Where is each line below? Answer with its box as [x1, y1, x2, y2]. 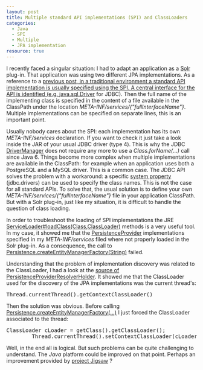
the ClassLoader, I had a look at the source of [6, 266, 120, 273]
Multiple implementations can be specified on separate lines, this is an [6, 109, 181, 116]
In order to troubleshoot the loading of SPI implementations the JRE [6, 216, 174, 223]
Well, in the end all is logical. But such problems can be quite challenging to [6, 344, 195, 351]
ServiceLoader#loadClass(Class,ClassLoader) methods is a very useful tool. [6, 223, 196, 230]
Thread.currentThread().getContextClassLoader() [6, 291, 153, 298]
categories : [6, 20, 36, 26]
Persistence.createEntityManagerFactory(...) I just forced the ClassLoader [6, 308, 190, 316]
